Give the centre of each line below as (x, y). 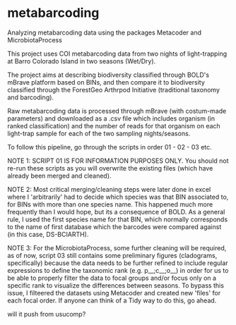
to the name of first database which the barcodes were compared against (114, 226)
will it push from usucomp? (47, 314)
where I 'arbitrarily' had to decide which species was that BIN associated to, (118, 197)
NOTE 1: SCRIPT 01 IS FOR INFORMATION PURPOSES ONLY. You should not (118, 161)
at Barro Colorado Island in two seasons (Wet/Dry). (82, 61)
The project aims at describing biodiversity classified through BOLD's (108, 75)
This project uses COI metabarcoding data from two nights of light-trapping (117, 54)
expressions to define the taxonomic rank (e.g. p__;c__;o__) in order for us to (118, 270)
